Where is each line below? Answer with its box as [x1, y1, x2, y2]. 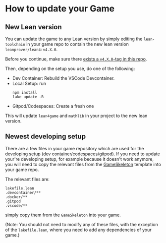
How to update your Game [5, 3, 115, 14]
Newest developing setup [5, 132, 86, 141]
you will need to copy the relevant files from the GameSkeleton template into [5, 161, 161, 167]
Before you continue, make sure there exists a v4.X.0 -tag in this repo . [5, 56, 147, 62]
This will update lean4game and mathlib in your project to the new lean [5, 113, 148, 119]
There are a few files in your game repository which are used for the [5, 145, 144, 151]
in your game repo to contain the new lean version [26, 41, 129, 47]
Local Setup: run [12, 80, 46, 86]
